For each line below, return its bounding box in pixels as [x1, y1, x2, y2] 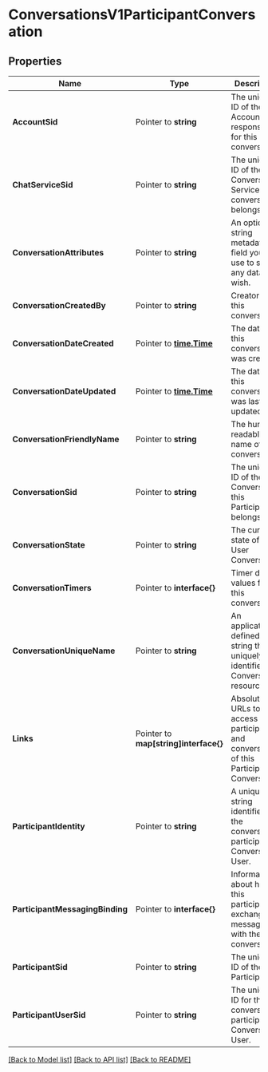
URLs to [231, 703, 261, 714]
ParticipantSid [12, 962, 68, 972]
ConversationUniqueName [12, 645, 116, 656]
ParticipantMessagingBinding [12, 904, 128, 915]
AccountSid [12, 117, 58, 127]
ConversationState [12, 540, 85, 550]
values [231, 577, 256, 588]
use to [231, 257, 254, 268]
